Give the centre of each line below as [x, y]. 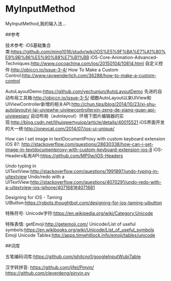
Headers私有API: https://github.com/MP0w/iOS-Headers [64, 155]
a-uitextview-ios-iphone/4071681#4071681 [50, 187]
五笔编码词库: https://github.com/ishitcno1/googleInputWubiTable [73, 256]
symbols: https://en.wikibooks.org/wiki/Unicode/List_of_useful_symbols [80, 230]
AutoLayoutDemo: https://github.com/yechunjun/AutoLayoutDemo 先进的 [81, 91]
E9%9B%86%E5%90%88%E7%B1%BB [47, 57]
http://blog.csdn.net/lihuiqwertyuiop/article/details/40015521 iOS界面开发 [88, 122]
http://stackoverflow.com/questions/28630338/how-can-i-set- [87, 144]
